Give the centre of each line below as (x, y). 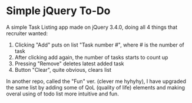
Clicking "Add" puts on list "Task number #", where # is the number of (99, 45)
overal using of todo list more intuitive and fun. (62, 94)
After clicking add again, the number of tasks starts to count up (91, 57)
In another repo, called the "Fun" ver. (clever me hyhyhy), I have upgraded (96, 81)
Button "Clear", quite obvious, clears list (63, 69)
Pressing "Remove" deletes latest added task (69, 64)
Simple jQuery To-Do (58, 11)
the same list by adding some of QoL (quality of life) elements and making (96, 87)
